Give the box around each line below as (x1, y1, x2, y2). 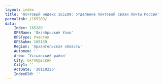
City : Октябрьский (14, 58, 52, 63)
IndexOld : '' (14, 72, 41, 77)
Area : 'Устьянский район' (14, 53, 67, 58)
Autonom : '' (14, 48, 38, 53)
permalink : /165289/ (5, 16, 48, 21)
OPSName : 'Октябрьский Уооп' (14, 30, 74, 35)
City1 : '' (14, 62, 34, 67)
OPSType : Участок (14, 35, 50, 40)
